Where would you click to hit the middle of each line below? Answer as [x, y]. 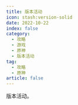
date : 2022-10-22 [27, 23]
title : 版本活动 [24, 12]
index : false [22, 28]
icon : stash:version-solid [39, 17]
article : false [25, 78]
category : [18, 34]
